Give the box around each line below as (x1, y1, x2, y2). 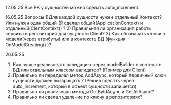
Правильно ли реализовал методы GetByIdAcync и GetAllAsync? (12, 89, 154, 94)
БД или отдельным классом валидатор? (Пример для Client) (12, 67, 146, 73)
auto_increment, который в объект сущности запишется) (12, 83, 137, 89)
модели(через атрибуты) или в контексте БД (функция (5, 36, 126, 42)
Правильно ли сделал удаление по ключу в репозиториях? (12, 94, 143, 100)
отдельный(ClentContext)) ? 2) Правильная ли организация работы (5, 25, 153, 31)
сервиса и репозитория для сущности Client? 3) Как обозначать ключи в (5, 31, 165, 36)
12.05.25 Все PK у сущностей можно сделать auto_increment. (5, 5, 140, 10)
